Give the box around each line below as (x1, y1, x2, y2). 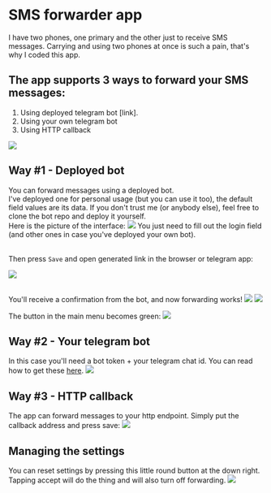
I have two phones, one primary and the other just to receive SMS (8, 32, 228, 42)
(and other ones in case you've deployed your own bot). (8, 229, 196, 239)
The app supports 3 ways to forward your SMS (8, 73, 249, 87)
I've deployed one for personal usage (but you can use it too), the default (8, 193, 253, 204)
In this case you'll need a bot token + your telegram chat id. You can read (8, 356, 253, 366)
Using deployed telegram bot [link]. (19, 107, 139, 117)
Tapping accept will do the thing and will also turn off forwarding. (8, 475, 226, 485)
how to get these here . (8, 365, 84, 375)
